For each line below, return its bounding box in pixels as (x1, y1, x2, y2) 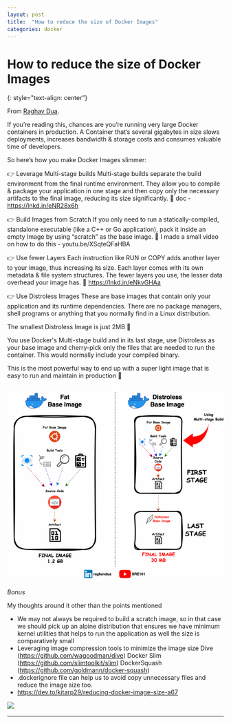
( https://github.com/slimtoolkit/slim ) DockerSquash (16, 659, 162, 667)
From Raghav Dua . (7, 107, 60, 115)
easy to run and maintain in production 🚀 (7, 371, 122, 380)
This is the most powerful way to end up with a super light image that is (7, 364, 210, 373)
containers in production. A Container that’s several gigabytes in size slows (7, 128, 220, 136)
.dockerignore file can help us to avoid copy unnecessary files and (16, 674, 206, 682)
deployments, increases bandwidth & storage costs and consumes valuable (7, 135, 221, 144)
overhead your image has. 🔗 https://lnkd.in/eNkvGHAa (7, 278, 162, 286)
